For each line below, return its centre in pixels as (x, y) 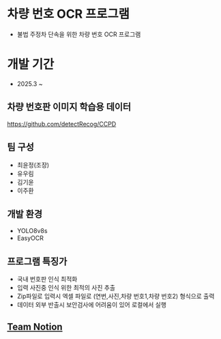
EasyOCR (30, 238)
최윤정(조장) (33, 165)
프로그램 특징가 (37, 261)
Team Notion (35, 326)
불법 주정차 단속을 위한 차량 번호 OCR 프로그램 (79, 34)
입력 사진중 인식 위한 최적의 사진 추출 (66, 288)
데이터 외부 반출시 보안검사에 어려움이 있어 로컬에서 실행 (92, 305)
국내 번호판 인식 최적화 (47, 279)
